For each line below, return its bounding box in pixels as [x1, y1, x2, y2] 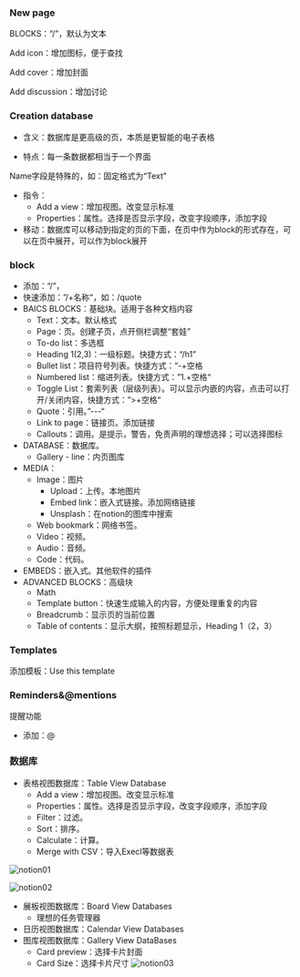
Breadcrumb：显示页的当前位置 [36, 609, 155, 620]
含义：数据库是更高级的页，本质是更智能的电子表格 [22, 131, 215, 142]
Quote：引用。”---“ [36, 406, 105, 417]
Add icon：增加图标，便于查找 [9, 47, 123, 58]
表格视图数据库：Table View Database [22, 777, 167, 788]
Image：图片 [36, 474, 85, 485]
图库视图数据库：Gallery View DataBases [22, 934, 178, 945]
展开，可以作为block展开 [54, 235, 148, 246]
